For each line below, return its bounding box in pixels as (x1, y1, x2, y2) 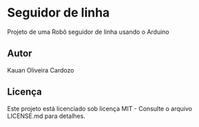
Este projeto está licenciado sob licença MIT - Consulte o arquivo (7, 104, 193, 113)
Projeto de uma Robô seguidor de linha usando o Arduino (7, 28, 170, 36)
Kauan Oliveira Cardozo (7, 66, 74, 74)
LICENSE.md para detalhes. (7, 112, 86, 120)
